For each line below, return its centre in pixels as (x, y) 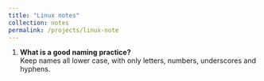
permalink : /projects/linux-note (64, 30)
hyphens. (35, 69)
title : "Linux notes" (44, 15)
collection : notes (39, 23)
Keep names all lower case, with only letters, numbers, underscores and (138, 61)
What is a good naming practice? (75, 53)
